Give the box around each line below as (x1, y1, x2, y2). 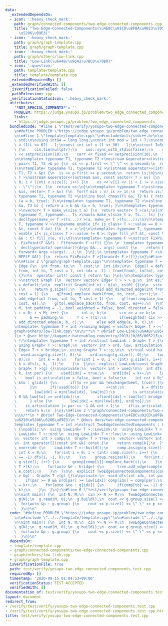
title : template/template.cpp (14, 73, 77, 78)
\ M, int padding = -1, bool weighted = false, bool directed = (14, 305, 151, 311)
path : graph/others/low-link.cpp (14, 54, 84, 59)
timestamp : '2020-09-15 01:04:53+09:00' (9, 576, 95, 581)
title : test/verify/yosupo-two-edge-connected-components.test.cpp (5, 613, 149, 618)
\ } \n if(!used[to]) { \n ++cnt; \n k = (14, 384, 149, 390)
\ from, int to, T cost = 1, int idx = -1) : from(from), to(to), (14, 268, 155, 273)
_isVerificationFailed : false (9, 86, 72, 92)
